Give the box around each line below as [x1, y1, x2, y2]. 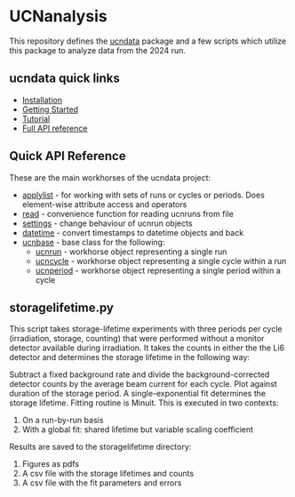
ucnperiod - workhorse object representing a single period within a [35, 265, 282, 276]
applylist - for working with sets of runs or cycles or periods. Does [21, 189, 265, 200]
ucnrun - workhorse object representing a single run [35, 246, 227, 257]
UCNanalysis [9, 6, 108, 27]
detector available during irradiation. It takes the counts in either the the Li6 [9, 342, 285, 353]
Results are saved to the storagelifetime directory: [9, 442, 192, 453]
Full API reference [21, 123, 88, 133]
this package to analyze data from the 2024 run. [9, 44, 187, 55]
